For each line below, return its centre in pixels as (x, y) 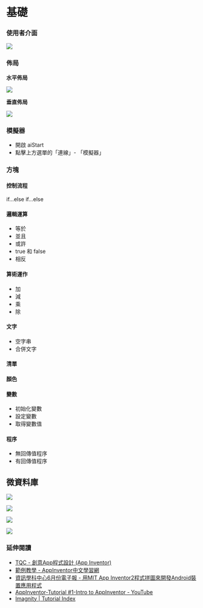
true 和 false (30, 251)
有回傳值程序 (31, 461)
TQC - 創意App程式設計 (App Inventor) (63, 562)
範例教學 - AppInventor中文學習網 (57, 570)
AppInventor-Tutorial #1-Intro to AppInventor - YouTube (84, 592)
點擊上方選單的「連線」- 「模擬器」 (60, 153)
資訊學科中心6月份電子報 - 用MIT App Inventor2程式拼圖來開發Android (103, 578)
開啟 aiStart (29, 145)
